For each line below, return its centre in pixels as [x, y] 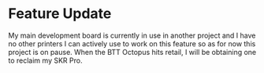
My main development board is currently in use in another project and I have [132, 35]
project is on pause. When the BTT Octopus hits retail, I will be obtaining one [132, 52]
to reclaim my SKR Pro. [45, 60]
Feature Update [60, 14]
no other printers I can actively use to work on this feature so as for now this [132, 43]
